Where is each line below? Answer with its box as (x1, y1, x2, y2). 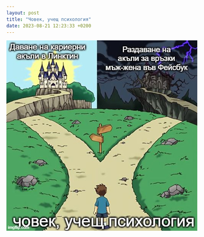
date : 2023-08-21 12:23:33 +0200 (6, 23, 92, 29)
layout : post (6, 10, 40, 16)
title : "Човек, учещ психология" (6, 16, 92, 23)
